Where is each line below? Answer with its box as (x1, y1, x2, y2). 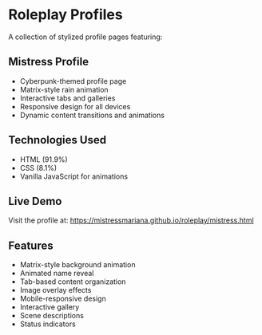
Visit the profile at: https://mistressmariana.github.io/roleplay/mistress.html (8, 215, 254, 225)
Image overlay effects (19, 286, 92, 295)
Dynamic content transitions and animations (19, 110, 165, 120)
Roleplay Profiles (8, 6, 123, 24)
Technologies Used (8, 133, 106, 147)
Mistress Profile (8, 55, 89, 69)
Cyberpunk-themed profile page (19, 76, 127, 85)
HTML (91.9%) (19, 154, 68, 164)
